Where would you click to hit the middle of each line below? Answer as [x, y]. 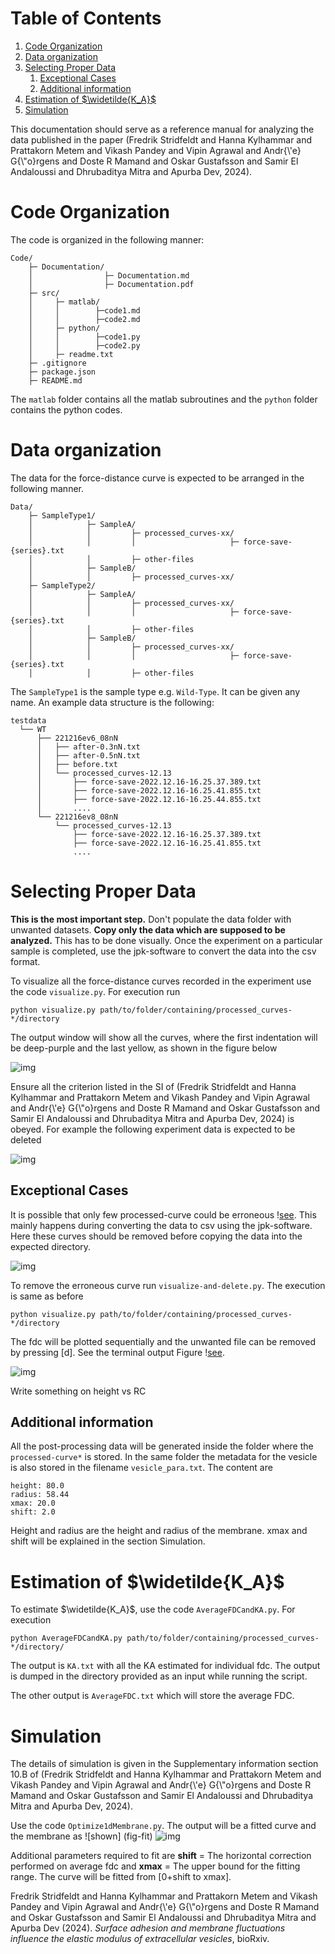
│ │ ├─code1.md [84, 310]
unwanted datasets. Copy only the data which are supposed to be [148, 929]
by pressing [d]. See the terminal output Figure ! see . [117, 1352]
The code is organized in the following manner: [107, 239]
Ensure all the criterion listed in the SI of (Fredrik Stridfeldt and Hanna [153, 1086]
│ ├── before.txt [77, 764]
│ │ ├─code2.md [84, 319]
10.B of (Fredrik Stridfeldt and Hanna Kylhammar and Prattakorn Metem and [166, 1774]
